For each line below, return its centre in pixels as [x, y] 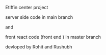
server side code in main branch [39, 17]
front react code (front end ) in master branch [53, 37]
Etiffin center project [27, 7]
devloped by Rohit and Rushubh [39, 47]
